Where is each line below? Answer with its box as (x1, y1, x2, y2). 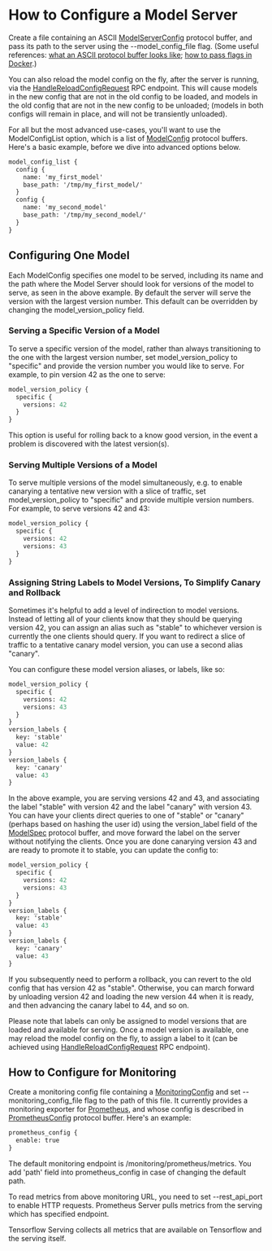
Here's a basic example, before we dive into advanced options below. (8, 142, 241, 151)
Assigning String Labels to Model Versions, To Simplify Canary (8, 577, 261, 588)
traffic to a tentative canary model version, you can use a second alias (8, 640, 244, 650)
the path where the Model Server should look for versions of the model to (8, 279, 254, 288)
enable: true (15, 1136, 60, 1145)
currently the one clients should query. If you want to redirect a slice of (8, 631, 246, 641)
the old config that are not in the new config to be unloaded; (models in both (8, 100, 264, 110)
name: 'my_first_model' (23, 173, 104, 181)
